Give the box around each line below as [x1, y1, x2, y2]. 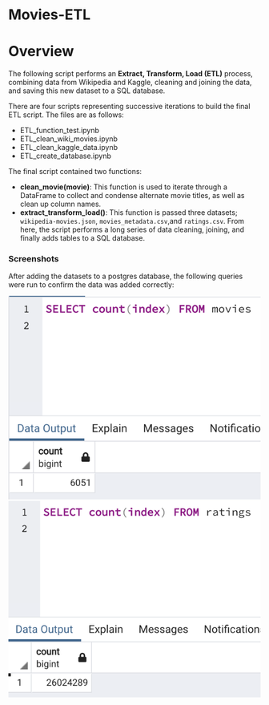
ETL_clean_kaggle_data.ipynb [19, 143, 118, 152]
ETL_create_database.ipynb [19, 151, 112, 161]
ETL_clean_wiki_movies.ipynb [19, 134, 118, 144]
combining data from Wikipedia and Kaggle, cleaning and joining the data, [8, 78, 252, 87]
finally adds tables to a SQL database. [19, 233, 146, 243]
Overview [8, 43, 74, 61]
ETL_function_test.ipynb [19, 126, 100, 136]
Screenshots [8, 253, 59, 265]
